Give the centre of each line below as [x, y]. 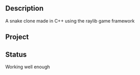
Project [17, 37]
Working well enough [28, 67]
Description [24, 8]
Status [16, 54]
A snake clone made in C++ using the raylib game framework [70, 21]
